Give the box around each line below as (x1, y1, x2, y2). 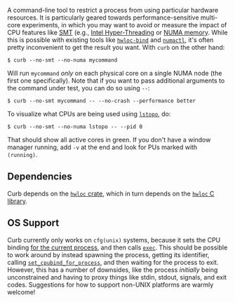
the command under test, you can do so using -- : (7, 84, 150, 92)
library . (7, 196, 28, 205)
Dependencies (7, 171, 72, 183)
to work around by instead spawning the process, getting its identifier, (7, 250, 210, 259)
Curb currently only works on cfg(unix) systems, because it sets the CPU (7, 235, 221, 244)
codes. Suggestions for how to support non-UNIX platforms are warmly (7, 280, 214, 289)
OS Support (7, 217, 60, 229)
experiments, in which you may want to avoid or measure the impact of (22, 21, 227, 29)
